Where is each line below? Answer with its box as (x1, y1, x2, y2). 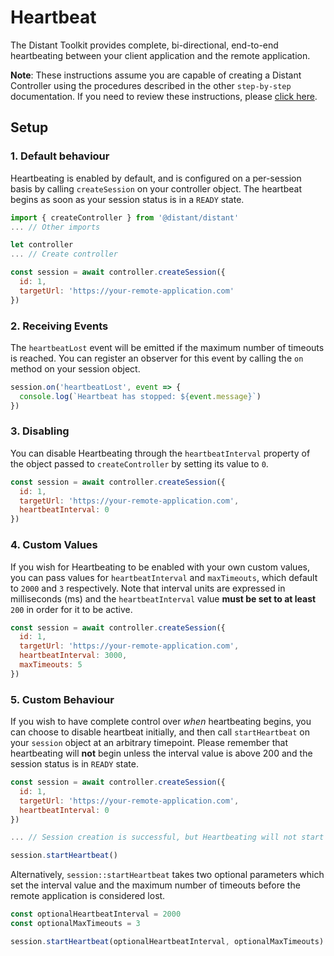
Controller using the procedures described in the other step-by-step (10, 79, 292, 91)
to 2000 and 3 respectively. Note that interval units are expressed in (10, 582, 286, 594)
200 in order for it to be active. (10, 603, 133, 615)
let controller (10, 240, 74, 250)
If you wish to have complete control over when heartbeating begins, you (10, 716, 312, 728)
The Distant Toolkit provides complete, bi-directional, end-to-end (10, 39, 279, 51)
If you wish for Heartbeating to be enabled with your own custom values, (10, 561, 310, 573)
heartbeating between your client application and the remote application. (10, 49, 311, 61)
